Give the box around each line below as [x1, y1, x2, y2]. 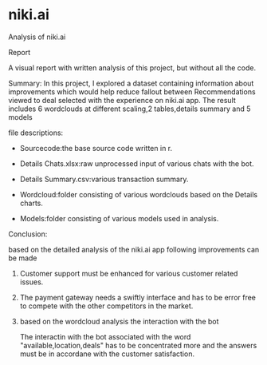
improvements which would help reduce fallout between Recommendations [8, 86, 257, 97]
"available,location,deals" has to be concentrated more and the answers [19, 340, 257, 350]
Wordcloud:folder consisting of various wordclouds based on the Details [19, 189, 257, 199]
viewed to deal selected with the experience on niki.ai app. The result [8, 95, 237, 105]
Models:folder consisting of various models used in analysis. [19, 213, 219, 223]
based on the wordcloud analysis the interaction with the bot [19, 316, 219, 326]
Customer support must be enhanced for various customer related [19, 268, 238, 278]
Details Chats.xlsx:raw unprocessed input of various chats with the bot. [19, 158, 254, 169]
